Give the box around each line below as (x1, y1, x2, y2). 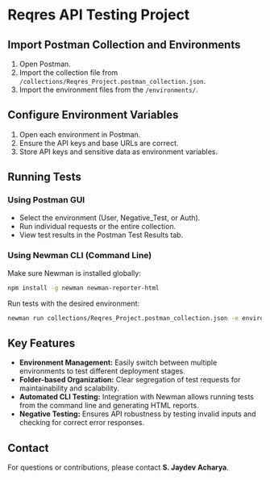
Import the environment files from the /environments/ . (19, 85, 198, 94)
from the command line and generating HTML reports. (19, 401, 199, 411)
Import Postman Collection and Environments (7, 38, 241, 52)
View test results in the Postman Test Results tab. (19, 230, 184, 240)
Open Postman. (19, 59, 72, 69)
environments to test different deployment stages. (19, 366, 186, 376)
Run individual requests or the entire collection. (19, 221, 177, 231)
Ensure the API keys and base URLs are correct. (19, 138, 179, 148)
